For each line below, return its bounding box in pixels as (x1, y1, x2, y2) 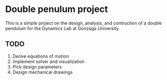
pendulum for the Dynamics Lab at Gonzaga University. (5, 25, 120, 31)
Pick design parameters (12, 63, 62, 69)
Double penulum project (5, 3, 108, 15)
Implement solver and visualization (12, 58, 85, 64)
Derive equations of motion (12, 53, 69, 59)
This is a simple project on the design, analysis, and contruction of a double (5, 20, 162, 26)
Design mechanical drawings (12, 69, 73, 75)
